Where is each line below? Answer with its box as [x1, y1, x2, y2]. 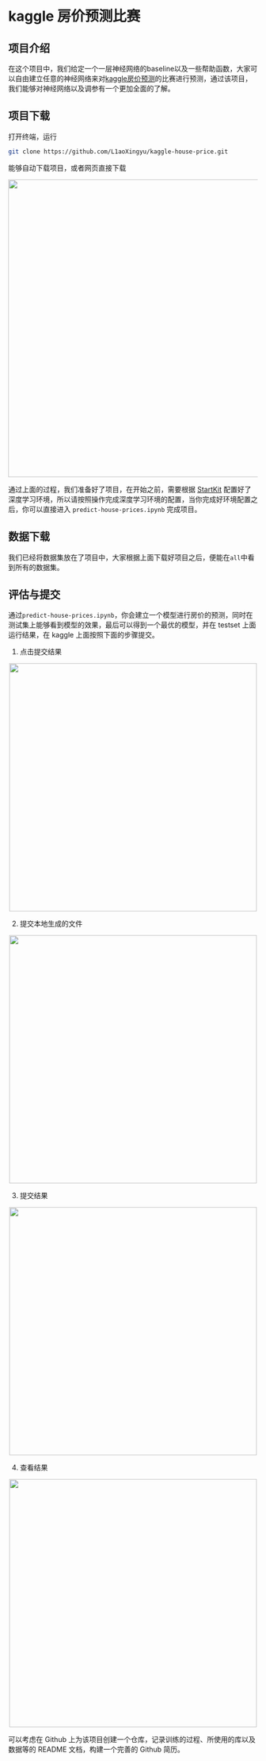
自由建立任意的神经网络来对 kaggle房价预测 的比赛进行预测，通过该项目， [14, 74, 253, 83]
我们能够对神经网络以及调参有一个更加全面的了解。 [8, 84, 175, 93]
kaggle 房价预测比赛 [8, 7, 141, 25]
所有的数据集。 [14, 562, 64, 572]
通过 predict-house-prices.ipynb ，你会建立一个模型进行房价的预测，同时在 [8, 611, 253, 620]
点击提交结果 [19, 647, 62, 657]
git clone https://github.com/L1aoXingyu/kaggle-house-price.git [8, 148, 228, 156]
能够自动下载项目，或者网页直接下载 [8, 163, 127, 172]
